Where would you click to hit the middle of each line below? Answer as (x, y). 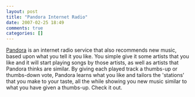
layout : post (22, 11)
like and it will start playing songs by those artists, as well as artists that (93, 63)
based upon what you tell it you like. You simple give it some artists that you (97, 56)
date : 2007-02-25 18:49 (35, 22)
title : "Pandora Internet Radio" (47, 17)
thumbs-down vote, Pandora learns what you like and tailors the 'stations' (95, 75)
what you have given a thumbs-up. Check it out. (64, 88)
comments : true (25, 28)
